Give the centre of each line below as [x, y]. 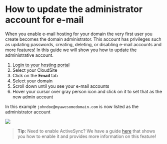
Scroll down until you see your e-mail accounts [61, 86]
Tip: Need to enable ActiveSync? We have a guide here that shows [86, 131]
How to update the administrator [74, 9]
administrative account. [29, 55]
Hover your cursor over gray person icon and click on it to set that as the [87, 91]
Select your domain [32, 81]
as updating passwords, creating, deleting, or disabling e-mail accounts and [83, 44]
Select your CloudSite [35, 70]
